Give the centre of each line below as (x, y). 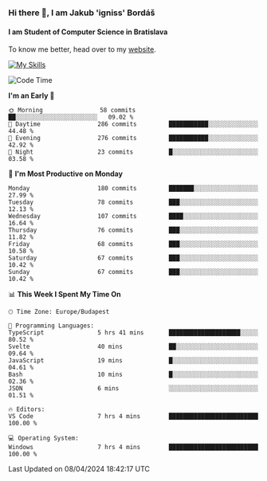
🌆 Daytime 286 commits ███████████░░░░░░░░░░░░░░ (133, 124)
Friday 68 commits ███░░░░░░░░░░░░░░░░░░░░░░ (133, 244)
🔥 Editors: (27, 409)
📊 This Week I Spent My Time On (65, 295)
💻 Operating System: (44, 438)
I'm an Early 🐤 (31, 96)
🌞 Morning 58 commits (72, 111)
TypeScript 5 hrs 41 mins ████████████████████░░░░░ (133, 333)
